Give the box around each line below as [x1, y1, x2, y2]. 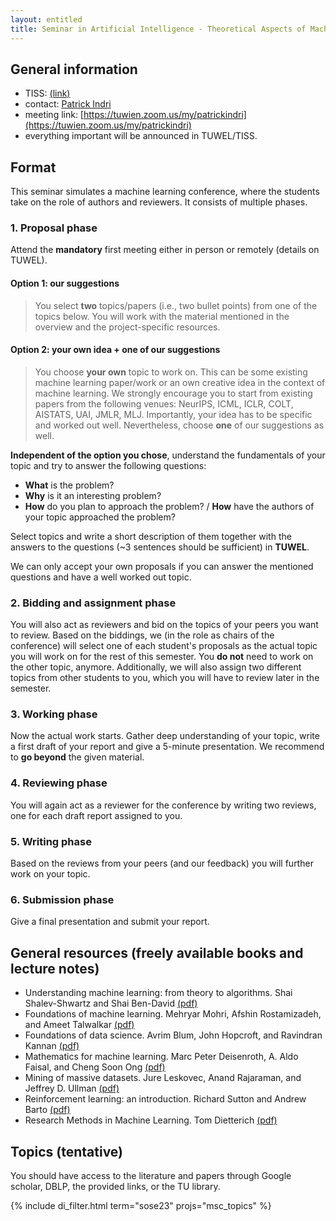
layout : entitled [10, 14, 83, 25]
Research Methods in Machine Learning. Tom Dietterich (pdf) [24, 1114, 278, 1126]
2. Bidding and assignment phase [10, 596, 177, 610]
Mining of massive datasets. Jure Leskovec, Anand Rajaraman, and [24, 1072, 302, 1084]
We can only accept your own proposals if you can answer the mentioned [10, 560, 314, 572]
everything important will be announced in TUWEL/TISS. [24, 130, 258, 142]
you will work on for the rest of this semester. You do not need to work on [10, 651, 314, 663]
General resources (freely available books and [10, 944, 304, 961]
